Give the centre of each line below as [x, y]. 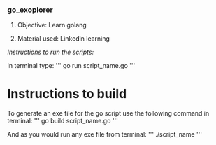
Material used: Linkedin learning [64, 39]
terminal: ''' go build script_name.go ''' [63, 121]
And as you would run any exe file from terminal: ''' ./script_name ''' [105, 134]
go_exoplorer [30, 10]
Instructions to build [67, 94]
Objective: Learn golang [52, 25]
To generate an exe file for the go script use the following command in [108, 113]
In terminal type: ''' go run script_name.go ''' [71, 66]
